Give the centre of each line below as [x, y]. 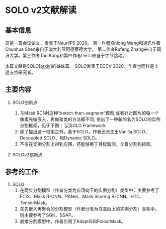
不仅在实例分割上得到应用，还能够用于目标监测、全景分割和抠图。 [87, 144]
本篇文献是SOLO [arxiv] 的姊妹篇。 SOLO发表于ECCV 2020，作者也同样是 [80, 66]
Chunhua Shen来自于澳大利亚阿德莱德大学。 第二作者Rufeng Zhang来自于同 [83, 49]
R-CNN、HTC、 [128, 196]
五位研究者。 [22, 72]
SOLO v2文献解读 [41, 10]
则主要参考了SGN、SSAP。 [48, 215]
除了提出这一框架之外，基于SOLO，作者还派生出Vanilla [76, 131]
